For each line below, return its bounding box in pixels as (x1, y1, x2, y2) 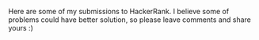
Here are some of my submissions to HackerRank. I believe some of (8, 7, 230, 16)
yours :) (8, 24, 34, 32)
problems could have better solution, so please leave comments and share (8, 15, 251, 24)
